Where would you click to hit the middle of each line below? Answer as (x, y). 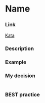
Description (20, 48)
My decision (20, 76)
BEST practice (22, 94)
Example (16, 62)
